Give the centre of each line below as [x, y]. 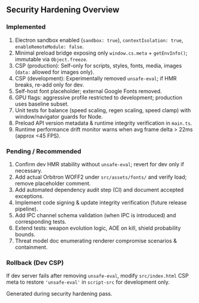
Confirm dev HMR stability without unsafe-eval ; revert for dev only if [99, 164]
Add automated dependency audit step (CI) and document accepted [99, 190]
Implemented [26, 27]
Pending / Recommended [44, 151]
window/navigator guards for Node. [59, 116]
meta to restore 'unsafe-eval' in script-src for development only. [88, 282]
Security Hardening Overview [63, 10]
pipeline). [26, 209]
